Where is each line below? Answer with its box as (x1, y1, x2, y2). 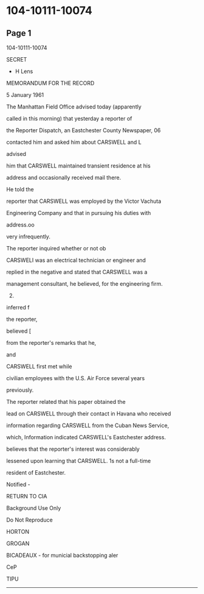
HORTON (6, 528, 29, 535)
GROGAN (6, 540, 30, 547)
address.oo (6, 221, 35, 228)
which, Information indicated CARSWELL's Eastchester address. (6, 434, 166, 440)
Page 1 (6, 28, 32, 38)
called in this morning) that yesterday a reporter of (6, 115, 132, 122)
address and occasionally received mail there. (6, 174, 121, 181)
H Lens (15, 68, 33, 75)
